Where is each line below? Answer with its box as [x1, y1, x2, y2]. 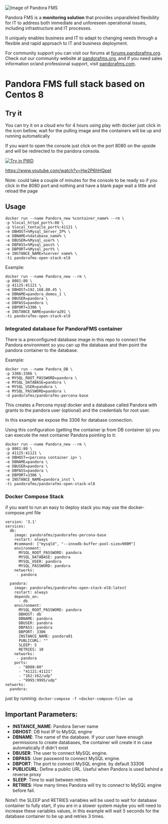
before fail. [12, 787, 35, 794]
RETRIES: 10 [18, 647, 44, 652]
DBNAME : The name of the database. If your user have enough [12, 734, 144, 740]
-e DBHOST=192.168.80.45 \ [5, 287, 62, 292]
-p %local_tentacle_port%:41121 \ [5, 224, 78, 230]
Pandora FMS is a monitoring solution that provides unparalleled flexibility [5, 15, 159, 20]
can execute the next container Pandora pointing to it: [5, 432, 116, 438]
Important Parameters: [5, 710, 78, 718]
